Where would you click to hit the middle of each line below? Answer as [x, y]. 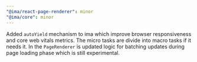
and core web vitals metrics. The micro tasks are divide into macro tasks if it [99, 40]
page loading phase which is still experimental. [63, 53]
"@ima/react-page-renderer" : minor [50, 12]
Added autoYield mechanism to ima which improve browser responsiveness [99, 34]
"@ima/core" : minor [30, 17]
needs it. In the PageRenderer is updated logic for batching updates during [95, 46]
